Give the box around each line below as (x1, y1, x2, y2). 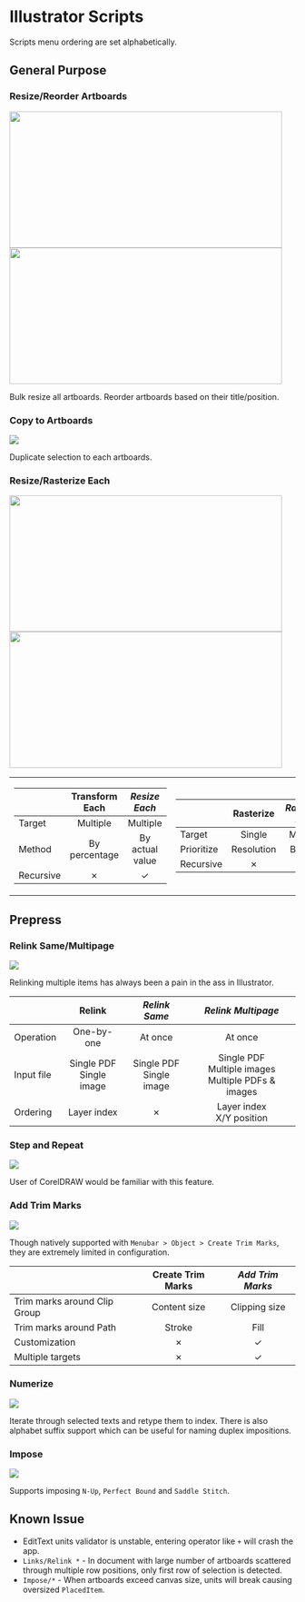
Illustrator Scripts (9, 6, 144, 27)
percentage (69, 849, 120, 861)
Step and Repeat (9, 1139, 84, 1151)
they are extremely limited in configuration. (9, 1247, 170, 1258)
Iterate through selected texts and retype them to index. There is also (9, 1415, 269, 1426)
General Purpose (9, 63, 107, 78)
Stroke (164, 1320, 193, 1333)
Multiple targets (14, 1350, 82, 1363)
